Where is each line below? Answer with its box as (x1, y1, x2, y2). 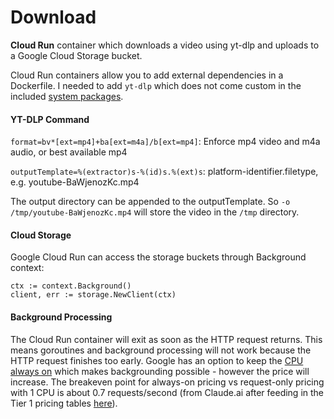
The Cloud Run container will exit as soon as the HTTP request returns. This (10, 333, 323, 345)
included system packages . (10, 90, 124, 102)
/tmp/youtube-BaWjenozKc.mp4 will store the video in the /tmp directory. (10, 206, 300, 218)
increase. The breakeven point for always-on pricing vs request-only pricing (10, 376, 325, 388)
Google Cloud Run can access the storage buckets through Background (10, 251, 307, 263)
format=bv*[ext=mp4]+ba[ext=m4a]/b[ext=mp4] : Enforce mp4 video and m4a (10, 136, 321, 148)
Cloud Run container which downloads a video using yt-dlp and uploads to (10, 39, 320, 51)
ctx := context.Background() (10, 281, 132, 291)
